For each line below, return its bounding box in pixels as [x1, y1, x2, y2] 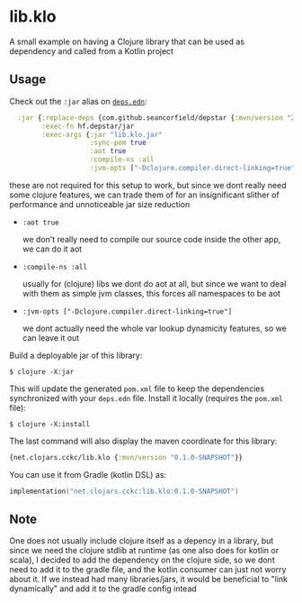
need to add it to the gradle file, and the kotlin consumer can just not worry [9, 564, 287, 575]
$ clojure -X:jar [9, 367, 75, 376]
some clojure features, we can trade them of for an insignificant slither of [9, 189, 280, 200]
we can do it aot [22, 243, 83, 254]
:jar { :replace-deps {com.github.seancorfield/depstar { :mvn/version [17, 113, 283, 123]
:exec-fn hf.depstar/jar [41, 122, 135, 131]
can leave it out [22, 332, 80, 343]
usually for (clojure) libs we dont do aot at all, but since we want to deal [22, 278, 287, 289]
